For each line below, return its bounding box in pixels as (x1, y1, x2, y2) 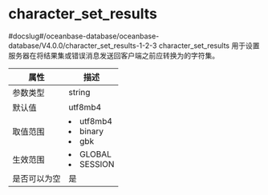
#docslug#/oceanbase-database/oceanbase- (8, 31, 160, 41)
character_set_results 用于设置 (158, 41, 260, 50)
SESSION (79, 158, 115, 169)
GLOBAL (79, 149, 112, 160)
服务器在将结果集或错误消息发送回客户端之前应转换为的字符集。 (8, 50, 219, 60)
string (68, 86, 91, 97)
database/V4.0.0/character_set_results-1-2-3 (8, 41, 157, 50)
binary (79, 125, 104, 137)
